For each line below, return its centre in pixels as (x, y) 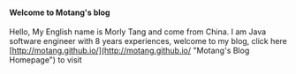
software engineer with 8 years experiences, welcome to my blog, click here (148, 41)
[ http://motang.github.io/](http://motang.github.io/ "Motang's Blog (129, 51)
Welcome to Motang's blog (60, 12)
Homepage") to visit (46, 60)
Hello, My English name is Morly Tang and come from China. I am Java (138, 32)
